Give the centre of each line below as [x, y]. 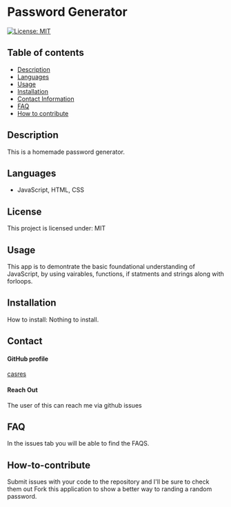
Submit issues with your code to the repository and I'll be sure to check [108, 482]
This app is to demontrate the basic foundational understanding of [101, 267]
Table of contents [46, 53]
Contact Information [46, 99]
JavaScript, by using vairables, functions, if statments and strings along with [115, 274]
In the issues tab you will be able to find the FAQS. [78, 444]
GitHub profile [28, 359]
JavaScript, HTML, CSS [51, 190]
